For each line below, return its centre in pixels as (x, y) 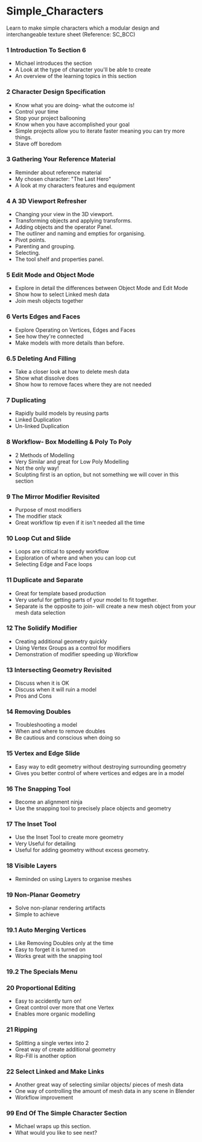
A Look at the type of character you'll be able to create (83, 70)
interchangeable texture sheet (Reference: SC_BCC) (71, 34)
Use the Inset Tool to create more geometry (69, 837)
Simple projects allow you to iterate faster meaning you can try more (100, 131)
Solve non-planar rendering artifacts (60, 908)
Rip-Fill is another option (46, 1055)
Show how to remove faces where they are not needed (83, 385)
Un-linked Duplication (42, 426)
